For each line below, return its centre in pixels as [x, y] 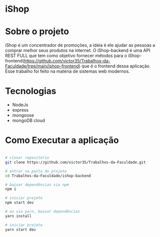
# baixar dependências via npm [37, 185]
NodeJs [20, 105]
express [20, 110]
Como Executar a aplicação [62, 140]
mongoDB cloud [28, 120]
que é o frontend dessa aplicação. [116, 66]
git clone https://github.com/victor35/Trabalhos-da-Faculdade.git [76, 162]
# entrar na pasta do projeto [36, 171]
